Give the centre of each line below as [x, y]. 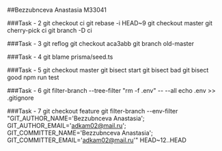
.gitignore [20, 98]
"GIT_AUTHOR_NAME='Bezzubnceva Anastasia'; [76, 118]
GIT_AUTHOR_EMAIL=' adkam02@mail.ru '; [67, 125]
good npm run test [33, 77]
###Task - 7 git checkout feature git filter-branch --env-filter [93, 111]
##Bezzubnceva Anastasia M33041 [57, 10]
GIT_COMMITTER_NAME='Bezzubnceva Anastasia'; [80, 133]
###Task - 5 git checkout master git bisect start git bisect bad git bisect [108, 70]
